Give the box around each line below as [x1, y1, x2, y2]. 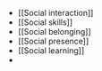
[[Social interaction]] [17, 8, 94, 18]
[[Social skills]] [17, 17, 73, 28]
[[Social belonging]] [17, 27, 91, 36]
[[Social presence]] [17, 35, 89, 46]
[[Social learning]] [17, 45, 85, 56]
